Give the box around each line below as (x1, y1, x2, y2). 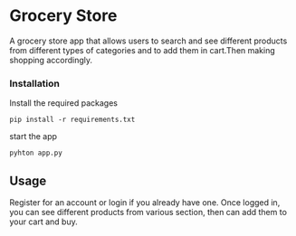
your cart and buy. (9, 216, 79, 227)
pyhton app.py (9, 148, 63, 158)
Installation (9, 77, 61, 90)
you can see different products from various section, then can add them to (9, 207, 288, 218)
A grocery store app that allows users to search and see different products (9, 35, 288, 46)
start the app (9, 131, 57, 142)
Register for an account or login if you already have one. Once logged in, (9, 197, 281, 208)
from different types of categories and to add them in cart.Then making (9, 44, 276, 55)
